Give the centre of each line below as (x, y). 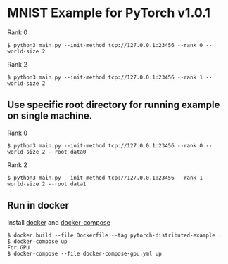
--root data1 (67, 184)
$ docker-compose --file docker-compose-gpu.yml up (84, 253)
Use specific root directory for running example (114, 105)
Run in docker (38, 205)
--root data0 (67, 152)
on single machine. (50, 116)
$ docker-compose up (38, 241)
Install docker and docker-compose (59, 222)
